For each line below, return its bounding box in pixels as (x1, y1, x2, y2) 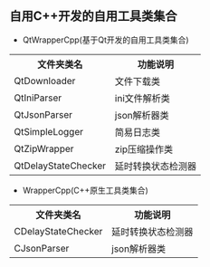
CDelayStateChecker (14, 224, 103, 237)
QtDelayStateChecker (14, 159, 107, 172)
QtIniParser (14, 91, 62, 104)
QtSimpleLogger (14, 125, 84, 138)
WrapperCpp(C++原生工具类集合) (22, 185, 149, 195)
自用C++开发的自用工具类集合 (9, 8, 178, 24)
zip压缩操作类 (114, 143, 174, 156)
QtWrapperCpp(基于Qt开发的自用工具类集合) (22, 34, 189, 45)
